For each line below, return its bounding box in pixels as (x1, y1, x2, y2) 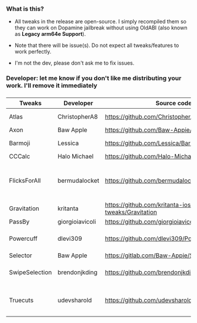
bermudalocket (57, 177, 100, 185)
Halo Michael (57, 152, 94, 160)
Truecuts (9, 296, 34, 304)
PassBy (9, 218, 30, 226)
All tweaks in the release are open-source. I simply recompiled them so (14, 18, 186, 25)
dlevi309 (57, 234, 83, 243)
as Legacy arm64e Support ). (14, 31, 86, 38)
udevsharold (57, 296, 92, 304)
